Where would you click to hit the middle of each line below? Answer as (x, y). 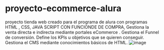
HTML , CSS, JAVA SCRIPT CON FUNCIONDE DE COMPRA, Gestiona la (77, 27)
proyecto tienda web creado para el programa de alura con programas (76, 22)
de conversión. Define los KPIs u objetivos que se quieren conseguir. (75, 37)
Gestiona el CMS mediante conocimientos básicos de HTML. (67, 42)
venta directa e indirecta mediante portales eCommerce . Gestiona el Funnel (82, 32)
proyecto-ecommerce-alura (63, 8)
